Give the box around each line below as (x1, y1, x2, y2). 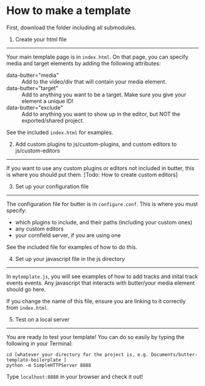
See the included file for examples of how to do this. (6, 243, 137, 251)
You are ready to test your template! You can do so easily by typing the (6, 333, 185, 340)
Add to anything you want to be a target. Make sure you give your (21, 91, 187, 98)
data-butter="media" (6, 71, 59, 79)
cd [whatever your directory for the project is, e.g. (6, 351, 149, 357)
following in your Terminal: (6, 340, 73, 347)
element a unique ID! (21, 97, 74, 104)
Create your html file (15, 35, 67, 43)
